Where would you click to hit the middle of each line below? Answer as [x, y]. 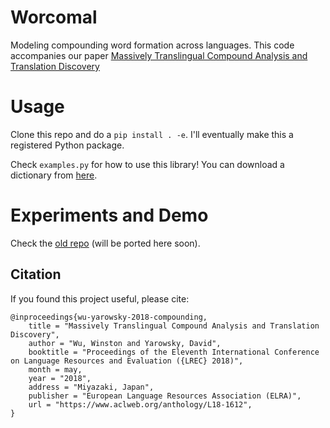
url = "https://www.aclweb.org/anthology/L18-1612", [140, 404]
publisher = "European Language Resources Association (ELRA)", [165, 396]
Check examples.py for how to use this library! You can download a [147, 164]
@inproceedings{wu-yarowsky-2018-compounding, [109, 317]
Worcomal [54, 17]
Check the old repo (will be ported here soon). [105, 243]
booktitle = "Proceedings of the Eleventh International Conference [174, 352]
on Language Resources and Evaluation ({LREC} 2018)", [127, 361]
